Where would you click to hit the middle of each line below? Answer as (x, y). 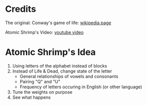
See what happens (32, 97)
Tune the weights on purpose (42, 92)
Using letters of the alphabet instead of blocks (60, 66)
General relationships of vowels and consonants (69, 76)
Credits (21, 9)
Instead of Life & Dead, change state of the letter (62, 71)
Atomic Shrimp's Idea (50, 52)
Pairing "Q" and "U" (40, 81)
